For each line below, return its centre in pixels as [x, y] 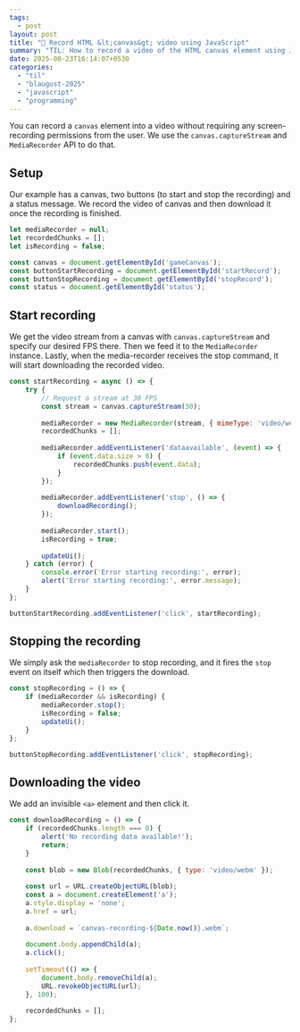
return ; [55, 845]
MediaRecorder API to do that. [62, 145]
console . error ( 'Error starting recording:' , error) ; [142, 572]
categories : [31, 68]
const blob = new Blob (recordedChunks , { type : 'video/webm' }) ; [150, 870]
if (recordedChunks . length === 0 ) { [94, 828]
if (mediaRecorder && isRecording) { [96, 697]
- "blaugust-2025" [52, 84]
